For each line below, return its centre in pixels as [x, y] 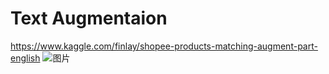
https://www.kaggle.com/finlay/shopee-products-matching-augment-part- [164, 46]
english [25, 58]
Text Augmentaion [89, 18]
